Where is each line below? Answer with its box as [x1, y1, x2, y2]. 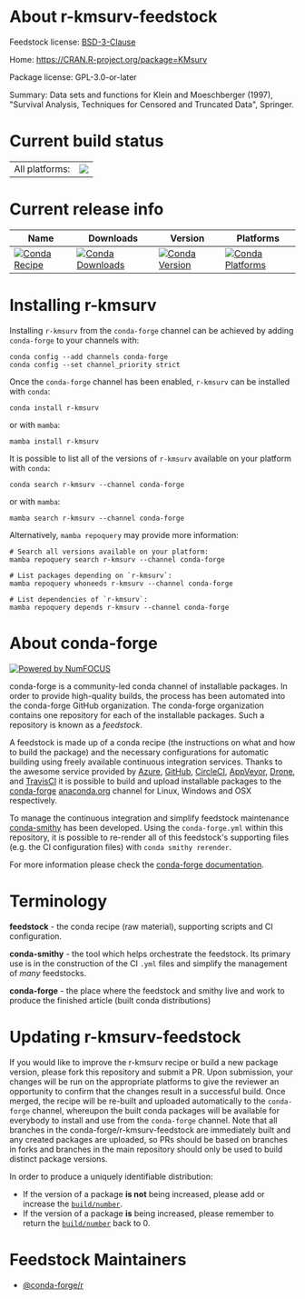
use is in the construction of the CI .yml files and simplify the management [9, 957, 288, 969]
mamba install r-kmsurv [9, 436, 100, 446]
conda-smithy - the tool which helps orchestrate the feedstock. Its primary [9, 948, 291, 959]
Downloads [87, 232, 139, 245]
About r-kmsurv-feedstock [9, 6, 218, 27]
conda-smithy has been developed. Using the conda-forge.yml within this [9, 822, 284, 833]
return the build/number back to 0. [22, 1217, 151, 1228]
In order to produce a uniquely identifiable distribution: [9, 1171, 213, 1182]
